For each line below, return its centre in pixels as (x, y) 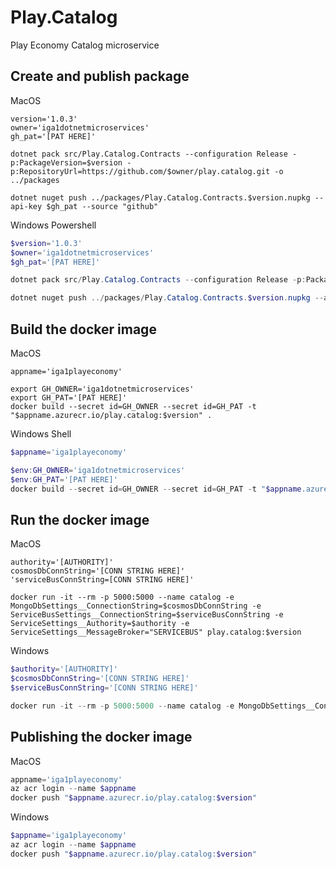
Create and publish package (100, 76)
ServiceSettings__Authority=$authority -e (100, 624)
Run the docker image (80, 519)
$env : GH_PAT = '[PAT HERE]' (64, 479)
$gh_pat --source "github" (102, 206)
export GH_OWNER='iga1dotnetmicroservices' (102, 389)
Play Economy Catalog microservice (85, 45)
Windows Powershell (53, 225)
